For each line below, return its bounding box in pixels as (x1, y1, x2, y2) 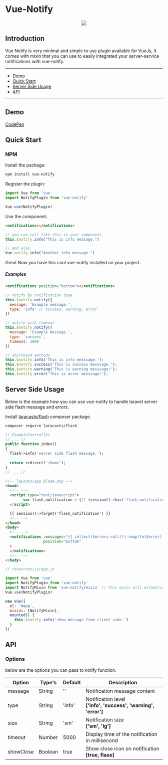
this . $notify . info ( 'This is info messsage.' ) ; (5, 357, 104, 362)
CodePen (5, 121, 24, 127)
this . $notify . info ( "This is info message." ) (5, 237, 99, 242)
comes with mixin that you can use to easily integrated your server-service (5, 53, 159, 59)
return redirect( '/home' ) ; (9, 460, 66, 465)
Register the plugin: (5, 181, 45, 187)
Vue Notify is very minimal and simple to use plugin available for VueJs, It (5, 48, 156, 54)
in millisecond (85, 737, 118, 744)
